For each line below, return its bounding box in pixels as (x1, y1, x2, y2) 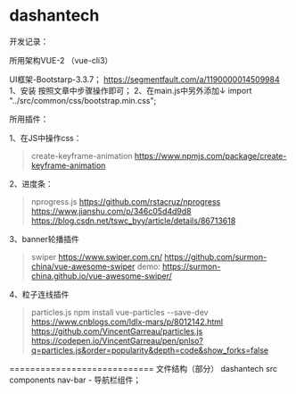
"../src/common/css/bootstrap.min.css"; (9, 95, 157, 105)
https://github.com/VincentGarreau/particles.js (30, 325, 203, 336)
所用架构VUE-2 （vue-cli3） (9, 54, 113, 65)
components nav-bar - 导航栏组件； (9, 374, 141, 385)
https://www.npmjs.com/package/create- (134, 150, 287, 161)
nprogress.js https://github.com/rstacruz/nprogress (30, 196, 221, 206)
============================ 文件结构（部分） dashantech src (9, 363, 278, 373)
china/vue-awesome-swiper (30, 261, 136, 272)
